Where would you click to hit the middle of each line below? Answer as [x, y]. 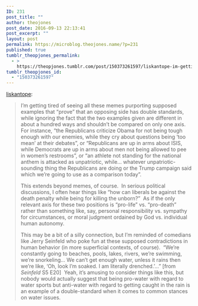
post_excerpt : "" [27, 34]
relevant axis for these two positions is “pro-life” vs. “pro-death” [98, 205]
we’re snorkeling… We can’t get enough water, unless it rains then [100, 260]
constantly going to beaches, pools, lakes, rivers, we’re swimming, [101, 254]
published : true [26, 50]
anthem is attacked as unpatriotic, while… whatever [83, 162]
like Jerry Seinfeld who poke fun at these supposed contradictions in [104, 241]
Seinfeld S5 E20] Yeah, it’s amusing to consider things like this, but [102, 272]
